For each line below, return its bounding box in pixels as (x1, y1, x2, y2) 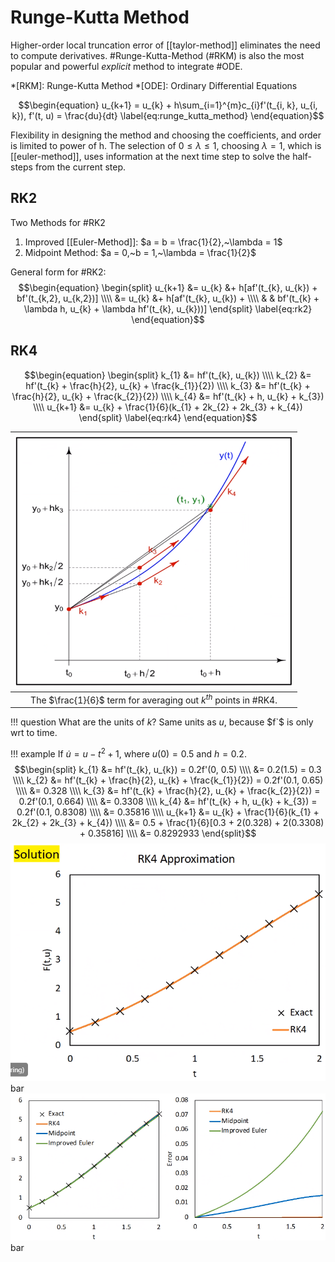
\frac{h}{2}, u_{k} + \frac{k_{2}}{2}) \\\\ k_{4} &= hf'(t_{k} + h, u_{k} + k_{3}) (11, 390, 325, 402)
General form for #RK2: (10, 266, 107, 278)
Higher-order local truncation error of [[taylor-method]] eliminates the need (10, 39, 321, 51)
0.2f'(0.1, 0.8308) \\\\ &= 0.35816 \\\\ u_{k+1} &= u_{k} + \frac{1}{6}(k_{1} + (16, 806, 320, 818)
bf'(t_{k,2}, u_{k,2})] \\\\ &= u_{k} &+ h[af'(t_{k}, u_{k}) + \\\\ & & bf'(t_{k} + (16, 292, 320, 304)
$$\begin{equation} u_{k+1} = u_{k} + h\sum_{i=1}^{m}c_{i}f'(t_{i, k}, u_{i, (18, 99, 318, 111)
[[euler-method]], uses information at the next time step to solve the (10, 150, 291, 162)
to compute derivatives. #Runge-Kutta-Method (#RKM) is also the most (10, 49, 305, 61)
